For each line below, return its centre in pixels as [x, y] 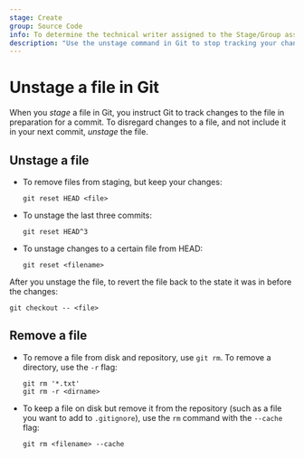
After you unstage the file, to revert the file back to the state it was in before [151, 282]
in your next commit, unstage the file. [79, 132]
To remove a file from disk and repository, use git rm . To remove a [147, 357]
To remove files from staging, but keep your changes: [122, 182]
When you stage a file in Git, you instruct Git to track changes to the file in [147, 113]
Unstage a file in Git [85, 88]
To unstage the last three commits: [87, 215]
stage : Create [36, 18]
